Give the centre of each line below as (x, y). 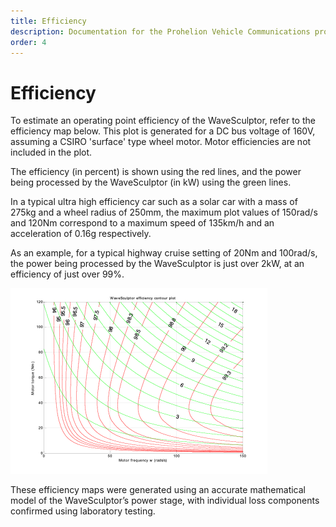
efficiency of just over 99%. (67, 274)
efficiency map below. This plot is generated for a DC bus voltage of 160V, (163, 131)
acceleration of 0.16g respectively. (81, 234)
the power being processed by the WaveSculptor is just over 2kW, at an (157, 264)
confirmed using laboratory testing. (83, 511)
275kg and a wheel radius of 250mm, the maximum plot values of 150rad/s (164, 212)
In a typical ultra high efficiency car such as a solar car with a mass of (154, 202)
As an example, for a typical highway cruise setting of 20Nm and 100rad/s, (164, 253)
